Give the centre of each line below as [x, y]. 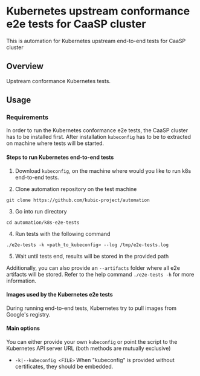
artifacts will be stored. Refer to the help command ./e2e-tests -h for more [100, 274]
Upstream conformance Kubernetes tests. [58, 81]
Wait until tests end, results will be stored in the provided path [92, 256]
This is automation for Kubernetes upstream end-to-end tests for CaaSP [96, 41]
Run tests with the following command [63, 233]
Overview [25, 66]
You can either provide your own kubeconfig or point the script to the [92, 342]
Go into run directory [41, 211]
